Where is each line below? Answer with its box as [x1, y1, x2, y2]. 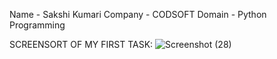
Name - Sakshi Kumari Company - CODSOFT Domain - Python [9, 9, 267, 20]
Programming [9, 19, 66, 31]
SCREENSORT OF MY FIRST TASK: [9, 39, 154, 50]
